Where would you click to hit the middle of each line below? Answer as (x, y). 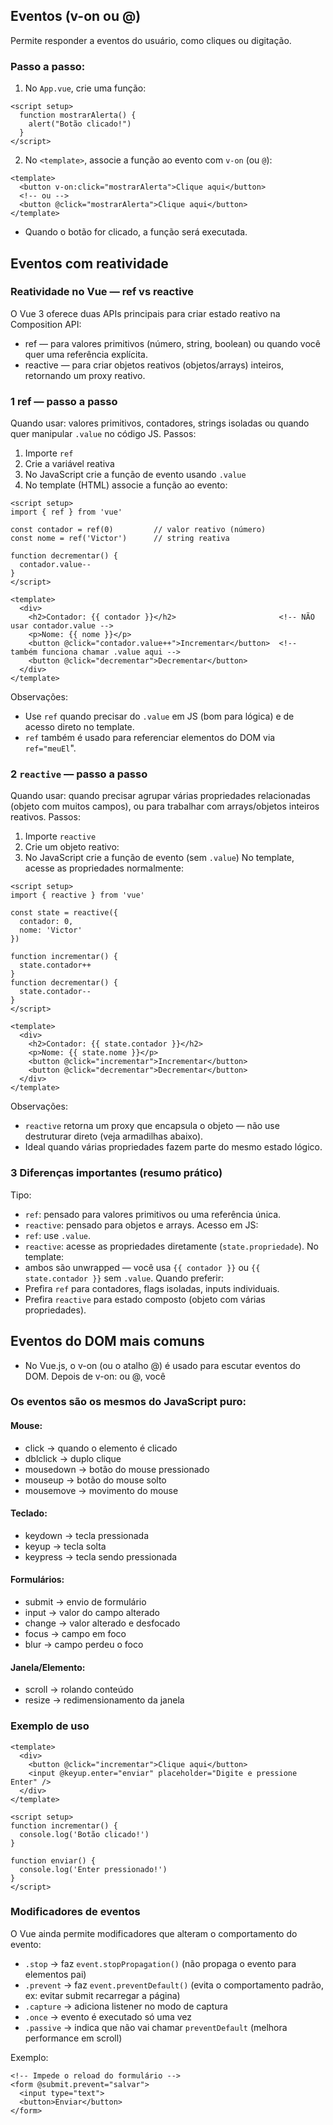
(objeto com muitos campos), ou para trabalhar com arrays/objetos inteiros (165, 806)
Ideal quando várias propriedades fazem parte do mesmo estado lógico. (173, 1147)
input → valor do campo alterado (92, 1613)
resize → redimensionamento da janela (104, 1700)
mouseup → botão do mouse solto (95, 1480)
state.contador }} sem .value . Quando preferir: (124, 1278)
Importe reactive (60, 836)
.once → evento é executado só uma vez (108, 2016)
